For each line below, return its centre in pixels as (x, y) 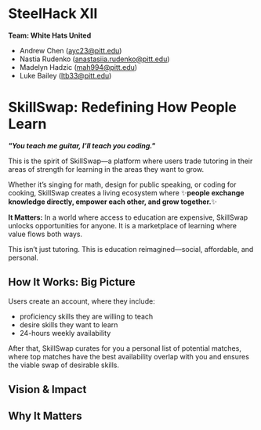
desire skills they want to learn (69, 324)
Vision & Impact (47, 390)
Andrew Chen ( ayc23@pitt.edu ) (71, 50)
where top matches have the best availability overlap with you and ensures (129, 356)
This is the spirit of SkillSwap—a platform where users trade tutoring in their (130, 161)
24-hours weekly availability (65, 333)
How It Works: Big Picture (72, 282)
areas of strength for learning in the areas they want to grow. (106, 169)
